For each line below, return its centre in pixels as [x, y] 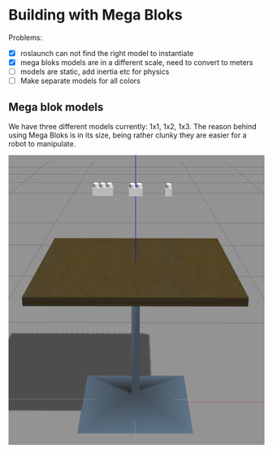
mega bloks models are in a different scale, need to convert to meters [136, 62]
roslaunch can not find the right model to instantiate [107, 53]
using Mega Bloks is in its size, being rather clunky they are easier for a [128, 135]
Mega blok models [56, 107]
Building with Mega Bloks [95, 15]
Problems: [26, 37]
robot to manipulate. [42, 144]
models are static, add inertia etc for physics [95, 72]
